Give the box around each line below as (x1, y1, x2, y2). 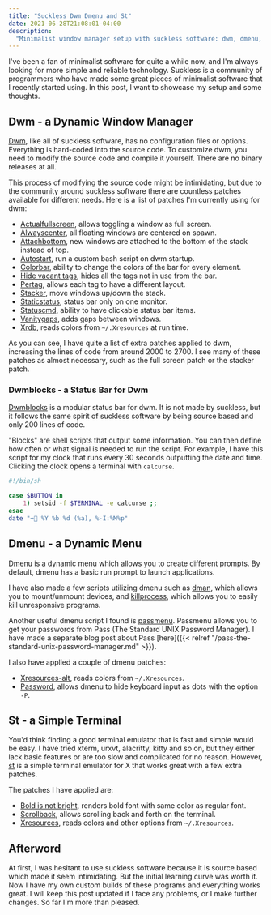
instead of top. (19, 245, 69, 255)
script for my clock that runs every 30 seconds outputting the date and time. (8, 453, 263, 463)
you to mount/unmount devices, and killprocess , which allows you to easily (8, 591, 258, 601)
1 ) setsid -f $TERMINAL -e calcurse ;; (23, 499, 158, 507)
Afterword (8, 841, 61, 855)
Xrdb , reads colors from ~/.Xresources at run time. (19, 323, 188, 332)
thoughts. (8, 91, 40, 101)
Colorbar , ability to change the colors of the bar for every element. (19, 263, 242, 272)
